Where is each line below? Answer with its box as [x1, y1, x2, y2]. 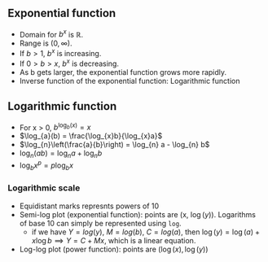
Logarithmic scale [7, 182, 81, 194]
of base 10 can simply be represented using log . [19, 218, 182, 228]
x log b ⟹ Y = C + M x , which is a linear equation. [31, 235, 196, 245]
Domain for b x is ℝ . [19, 28, 84, 39]
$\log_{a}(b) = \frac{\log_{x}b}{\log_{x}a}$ [19, 131, 163, 141]
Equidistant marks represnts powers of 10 [19, 201, 160, 211]
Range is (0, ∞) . [19, 38, 72, 48]
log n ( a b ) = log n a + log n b [19, 148, 103, 160]
